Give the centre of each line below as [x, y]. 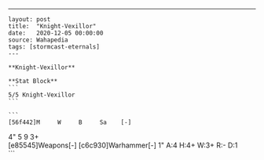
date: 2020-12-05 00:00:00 [56, 33]
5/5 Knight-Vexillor [42, 95]
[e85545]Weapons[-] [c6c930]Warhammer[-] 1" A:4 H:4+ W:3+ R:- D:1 [123, 145]
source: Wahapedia [38, 40]
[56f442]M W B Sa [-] [70, 122]
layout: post [29, 20]
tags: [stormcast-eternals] [54, 47]
